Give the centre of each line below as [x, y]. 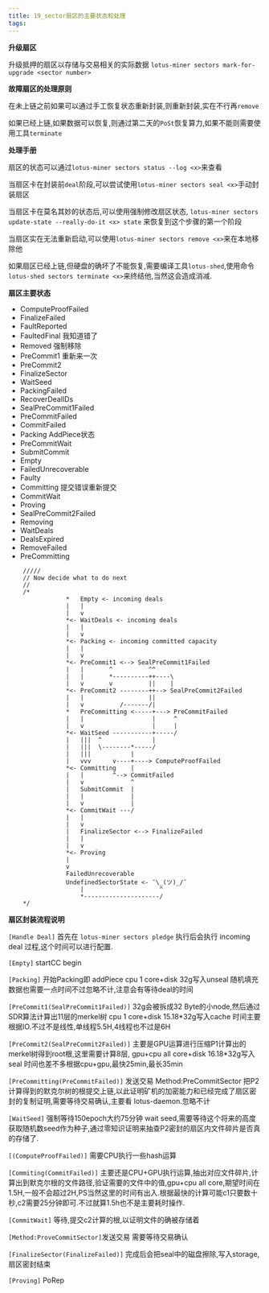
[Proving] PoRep [37, 1280]
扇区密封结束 [29, 1264]
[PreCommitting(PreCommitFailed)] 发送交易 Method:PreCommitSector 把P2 [134, 1080]
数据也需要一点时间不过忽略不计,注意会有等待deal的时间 [101, 989]
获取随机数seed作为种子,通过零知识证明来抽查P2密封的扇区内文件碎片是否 [131, 1128]
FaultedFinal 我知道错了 [59, 336]
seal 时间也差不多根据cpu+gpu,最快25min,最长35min [96, 1064]
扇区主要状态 [29, 293]
